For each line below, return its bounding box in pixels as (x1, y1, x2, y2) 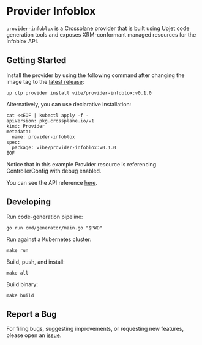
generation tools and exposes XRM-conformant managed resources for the (6, 31, 196, 38)
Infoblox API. (6, 37, 39, 45)
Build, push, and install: (6, 258, 65, 265)
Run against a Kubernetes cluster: (6, 236, 92, 243)
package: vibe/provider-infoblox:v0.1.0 (12, 144, 116, 150)
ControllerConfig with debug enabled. (6, 167, 102, 174)
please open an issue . (6, 332, 62, 339)
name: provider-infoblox (12, 133, 75, 140)
